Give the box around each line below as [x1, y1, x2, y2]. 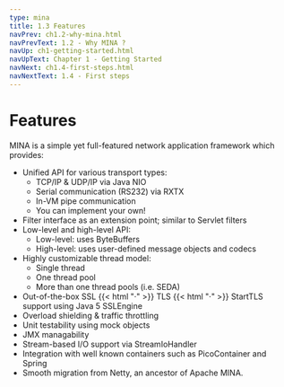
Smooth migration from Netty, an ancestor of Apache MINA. [22, 367, 244, 378]
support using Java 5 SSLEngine [22, 300, 143, 311]
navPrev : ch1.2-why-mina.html [9, 30, 123, 39]
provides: [9, 149, 45, 160]
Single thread [35, 262, 85, 273]
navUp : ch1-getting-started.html [9, 47, 134, 56]
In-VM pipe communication [35, 195, 136, 207]
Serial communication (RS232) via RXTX [35, 186, 185, 197]
